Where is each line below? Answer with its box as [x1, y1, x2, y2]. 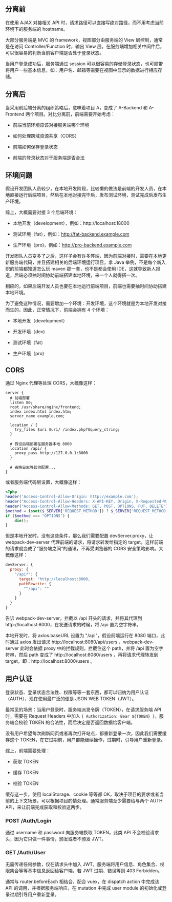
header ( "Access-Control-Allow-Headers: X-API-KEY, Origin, [5, 499, 134, 504]
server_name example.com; [10, 414, 66, 419]
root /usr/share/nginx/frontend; [10, 405, 81, 410]
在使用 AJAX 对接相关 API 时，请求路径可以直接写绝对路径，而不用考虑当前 [5, 20, 164, 26]
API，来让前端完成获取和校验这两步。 [5, 804, 84, 810]
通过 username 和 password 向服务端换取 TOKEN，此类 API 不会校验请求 [5, 830, 160, 836]
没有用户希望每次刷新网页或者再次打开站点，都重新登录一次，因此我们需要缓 [5, 730, 167, 736]
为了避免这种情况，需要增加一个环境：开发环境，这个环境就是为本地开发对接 [5, 300, 167, 306]
